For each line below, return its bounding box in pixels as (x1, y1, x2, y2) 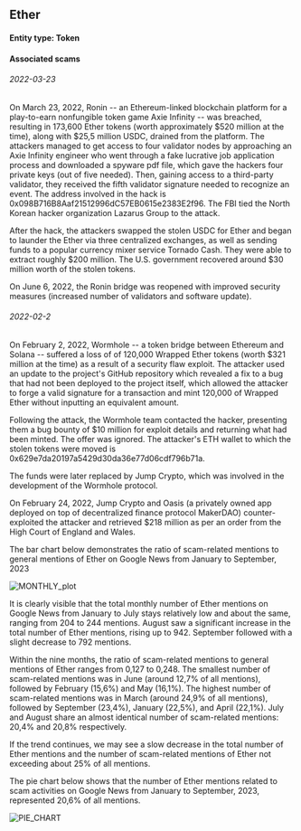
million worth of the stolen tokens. (9, 263, 136, 274)
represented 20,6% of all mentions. (9, 795, 141, 806)
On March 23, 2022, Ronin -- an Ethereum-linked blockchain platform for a (9, 101, 287, 112)
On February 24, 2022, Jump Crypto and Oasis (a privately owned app (9, 497, 272, 508)
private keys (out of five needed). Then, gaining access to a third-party (9, 169, 274, 180)
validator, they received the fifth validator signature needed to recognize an (9, 178, 290, 189)
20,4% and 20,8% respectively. (9, 721, 127, 732)
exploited (9, 516, 44, 527)
